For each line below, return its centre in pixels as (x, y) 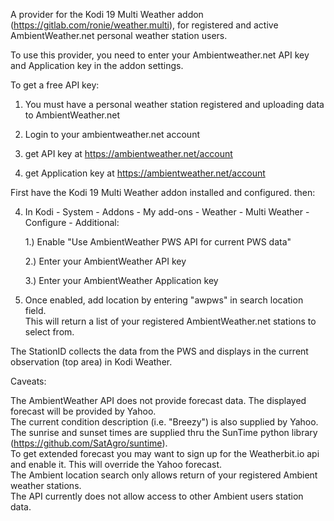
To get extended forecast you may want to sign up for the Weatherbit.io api (165, 453)
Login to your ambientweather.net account (112, 134)
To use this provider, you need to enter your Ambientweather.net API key (160, 55)
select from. (49, 332)
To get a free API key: (55, 85)
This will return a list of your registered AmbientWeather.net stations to (170, 321)
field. (35, 310)
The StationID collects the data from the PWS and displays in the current (159, 351)
